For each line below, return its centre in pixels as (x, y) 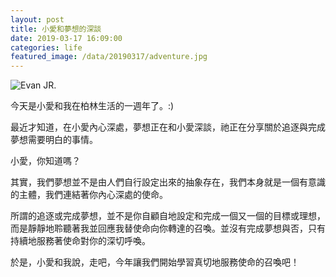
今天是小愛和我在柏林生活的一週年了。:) (92, 106)
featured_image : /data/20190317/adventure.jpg (109, 57)
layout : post (37, 19)
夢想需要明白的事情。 (54, 140)
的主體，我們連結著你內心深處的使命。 (89, 195)
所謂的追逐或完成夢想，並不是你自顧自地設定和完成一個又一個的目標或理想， (168, 216)
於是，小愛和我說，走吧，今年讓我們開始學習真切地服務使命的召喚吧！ (155, 262)
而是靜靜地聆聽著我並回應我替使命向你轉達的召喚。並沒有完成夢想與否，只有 (168, 228)
